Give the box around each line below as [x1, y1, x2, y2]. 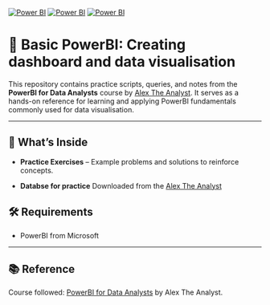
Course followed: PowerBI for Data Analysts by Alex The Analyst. [8, 287, 223, 297]
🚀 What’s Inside [8, 136, 88, 149]
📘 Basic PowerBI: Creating [8, 36, 186, 54]
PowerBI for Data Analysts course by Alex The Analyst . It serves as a [8, 87, 239, 97]
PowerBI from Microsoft [19, 230, 99, 240]
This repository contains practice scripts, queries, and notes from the [8, 79, 239, 88]
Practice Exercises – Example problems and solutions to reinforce [19, 157, 239, 166]
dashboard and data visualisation [8, 53, 235, 71]
